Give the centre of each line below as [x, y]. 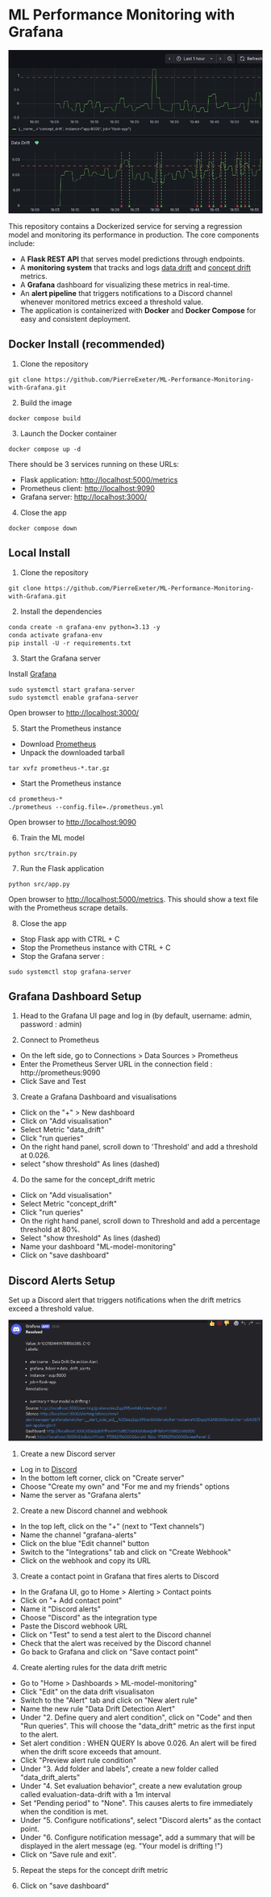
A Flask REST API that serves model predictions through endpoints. [132, 259]
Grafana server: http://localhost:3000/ [83, 497]
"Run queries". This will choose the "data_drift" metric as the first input [138, 1726]
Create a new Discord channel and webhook [94, 1511]
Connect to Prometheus [59, 1040]
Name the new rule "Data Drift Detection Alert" [98, 1708]
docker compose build [45, 418]
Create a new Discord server [68, 1453]
